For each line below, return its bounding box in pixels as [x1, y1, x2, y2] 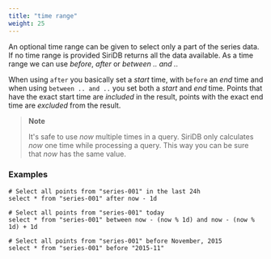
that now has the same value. [28, 149, 127, 159]
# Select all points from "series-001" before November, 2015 [8, 236, 222, 245]
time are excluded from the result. [8, 100, 121, 110]
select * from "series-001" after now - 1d [8, 194, 158, 202]
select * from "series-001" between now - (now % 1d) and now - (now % [8, 215, 255, 223]
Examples [8, 169, 49, 180]
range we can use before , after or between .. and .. [8, 58, 179, 69]
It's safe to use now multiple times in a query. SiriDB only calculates [28, 131, 254, 142]
